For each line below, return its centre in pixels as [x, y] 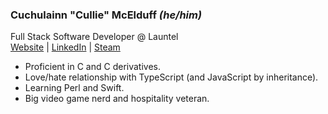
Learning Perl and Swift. [74, 88]
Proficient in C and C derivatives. [92, 67]
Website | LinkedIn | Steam [65, 47]
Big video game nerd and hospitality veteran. [117, 99]
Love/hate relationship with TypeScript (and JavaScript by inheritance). [171, 77]
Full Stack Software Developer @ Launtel [94, 37]
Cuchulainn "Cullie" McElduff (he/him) [106, 15]
